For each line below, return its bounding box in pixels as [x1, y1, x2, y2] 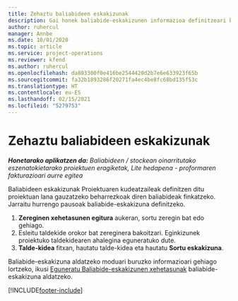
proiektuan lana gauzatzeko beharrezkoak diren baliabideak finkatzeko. [8, 192, 216, 201]
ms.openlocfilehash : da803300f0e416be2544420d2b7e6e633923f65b [8, 69, 198, 76]
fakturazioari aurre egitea [8, 171, 83, 179]
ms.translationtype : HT [8, 83, 78, 90]
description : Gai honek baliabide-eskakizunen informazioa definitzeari [8, 17, 227, 24]
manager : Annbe [8, 30, 53, 37]
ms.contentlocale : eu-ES [8, 89, 81, 96]
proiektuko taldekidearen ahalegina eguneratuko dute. [18, 236, 176, 244]
